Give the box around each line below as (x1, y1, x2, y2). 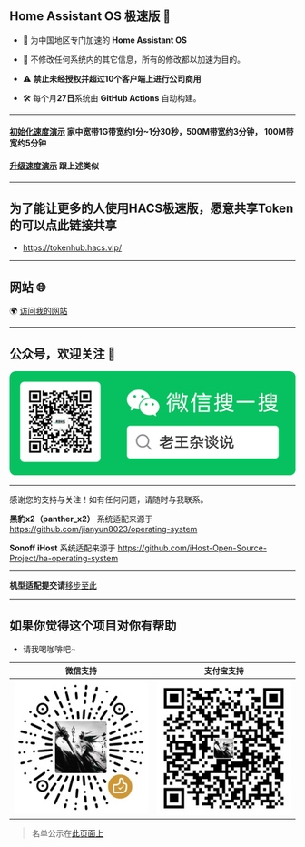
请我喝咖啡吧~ (22, 643, 77, 654)
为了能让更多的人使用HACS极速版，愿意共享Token (9, 201, 294, 216)
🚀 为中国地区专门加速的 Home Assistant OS (22, 35, 188, 45)
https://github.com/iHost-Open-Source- (117, 542, 268, 553)
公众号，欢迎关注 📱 (9, 346, 116, 361)
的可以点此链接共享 (9, 217, 117, 233)
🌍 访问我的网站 (9, 306, 68, 317)
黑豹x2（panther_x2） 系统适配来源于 (9, 513, 153, 525)
